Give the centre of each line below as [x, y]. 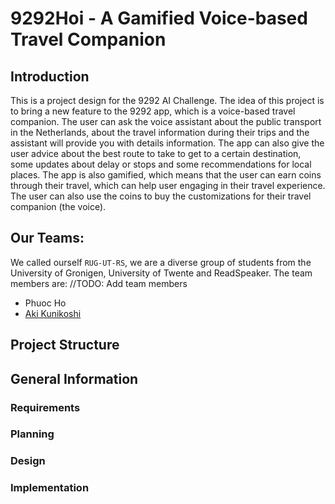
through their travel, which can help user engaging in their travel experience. [168, 185]
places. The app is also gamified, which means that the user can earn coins [166, 175]
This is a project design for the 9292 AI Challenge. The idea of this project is [167, 100]
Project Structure [65, 345]
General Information [74, 378]
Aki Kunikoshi [53, 313]
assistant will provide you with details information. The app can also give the [167, 143]
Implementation [50, 488]
